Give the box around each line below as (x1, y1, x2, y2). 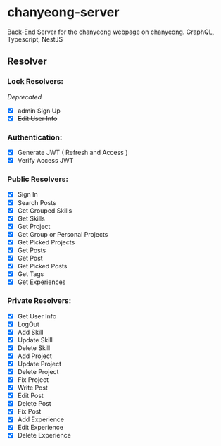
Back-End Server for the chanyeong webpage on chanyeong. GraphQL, (7, 27, 215, 36)
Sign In (17, 190, 38, 199)
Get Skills (17, 214, 46, 223)
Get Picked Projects (17, 237, 75, 247)
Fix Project (17, 376, 49, 384)
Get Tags (17, 270, 44, 278)
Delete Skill (17, 343, 51, 352)
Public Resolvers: (7, 174, 69, 184)
